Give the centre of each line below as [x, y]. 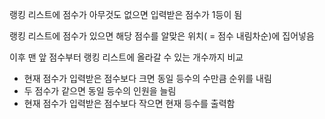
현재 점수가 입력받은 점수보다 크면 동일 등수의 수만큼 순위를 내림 [147, 78]
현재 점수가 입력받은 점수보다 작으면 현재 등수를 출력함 [129, 103]
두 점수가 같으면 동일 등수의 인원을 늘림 [100, 91]
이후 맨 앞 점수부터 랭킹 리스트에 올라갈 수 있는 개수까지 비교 [126, 57]
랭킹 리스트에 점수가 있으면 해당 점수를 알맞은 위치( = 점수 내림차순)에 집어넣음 [162, 36]
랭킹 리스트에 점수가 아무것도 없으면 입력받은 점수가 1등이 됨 [126, 14]
